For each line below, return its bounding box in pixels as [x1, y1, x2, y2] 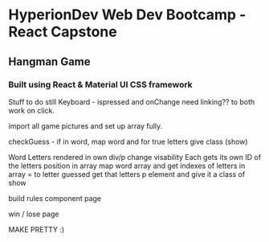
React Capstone [8, 23, 118, 41]
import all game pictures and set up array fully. [8, 121, 163, 130]
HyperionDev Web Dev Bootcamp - [8, 6, 247, 24]
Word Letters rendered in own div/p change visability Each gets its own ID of [8, 152, 262, 162]
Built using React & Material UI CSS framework [8, 79, 193, 90]
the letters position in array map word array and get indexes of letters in [8, 161, 246, 170]
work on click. [8, 105, 55, 115]
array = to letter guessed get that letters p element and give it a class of [8, 169, 246, 178]
